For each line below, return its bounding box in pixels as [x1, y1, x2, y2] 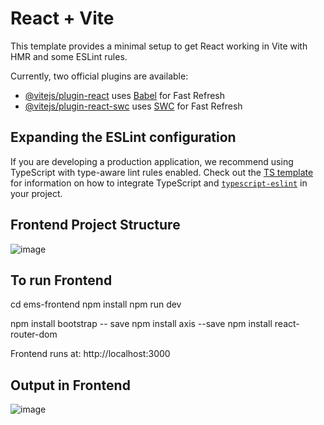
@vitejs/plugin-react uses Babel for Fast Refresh [24, 89, 226, 101]
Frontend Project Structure [10, 217, 181, 234]
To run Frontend [10, 272, 113, 289]
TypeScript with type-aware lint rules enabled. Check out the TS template [10, 166, 314, 178]
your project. [10, 187, 63, 199]
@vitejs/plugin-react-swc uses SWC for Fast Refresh [24, 100, 243, 112]
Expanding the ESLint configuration [10, 129, 237, 146]
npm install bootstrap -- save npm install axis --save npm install [10, 318, 273, 330]
